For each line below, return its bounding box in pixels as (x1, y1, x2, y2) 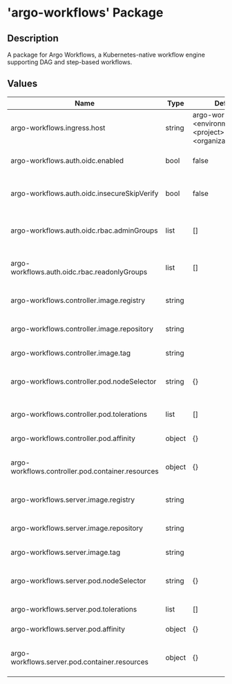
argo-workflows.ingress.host (10, 123, 106, 133)
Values (7, 78, 38, 90)
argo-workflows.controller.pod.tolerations (10, 409, 148, 419)
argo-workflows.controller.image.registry (10, 295, 146, 305)
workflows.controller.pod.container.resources (10, 466, 159, 476)
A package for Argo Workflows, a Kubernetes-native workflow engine (7, 50, 206, 59)
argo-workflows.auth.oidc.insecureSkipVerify (10, 188, 159, 198)
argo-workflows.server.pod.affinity (10, 624, 126, 634)
